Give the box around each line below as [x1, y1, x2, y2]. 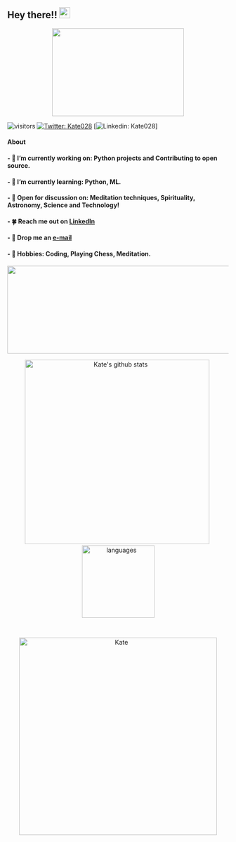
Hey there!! [7, 9, 58, 21]
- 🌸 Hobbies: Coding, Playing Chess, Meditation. [7, 249, 151, 258]
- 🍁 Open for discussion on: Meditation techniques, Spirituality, [7, 194, 195, 202]
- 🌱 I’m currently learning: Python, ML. [7, 177, 122, 186]
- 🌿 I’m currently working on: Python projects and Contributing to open [7, 154, 218, 162]
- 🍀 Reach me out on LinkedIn [7, 217, 96, 225]
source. [7, 162, 30, 169]
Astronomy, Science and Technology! [7, 201, 119, 209]
